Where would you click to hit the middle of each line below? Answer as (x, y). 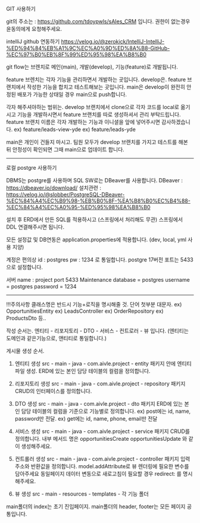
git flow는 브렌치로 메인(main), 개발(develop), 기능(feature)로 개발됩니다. (92, 67)
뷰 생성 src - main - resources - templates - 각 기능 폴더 (82, 494)
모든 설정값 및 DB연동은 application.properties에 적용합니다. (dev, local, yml (96, 239)
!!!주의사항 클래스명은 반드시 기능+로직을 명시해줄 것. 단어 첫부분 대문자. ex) (94, 304)
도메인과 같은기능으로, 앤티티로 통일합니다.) (57, 338)
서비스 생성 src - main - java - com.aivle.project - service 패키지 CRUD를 (102, 431)
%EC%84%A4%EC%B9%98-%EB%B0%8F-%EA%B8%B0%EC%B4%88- (98, 201)
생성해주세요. (36, 446)
